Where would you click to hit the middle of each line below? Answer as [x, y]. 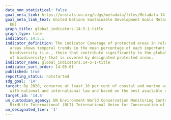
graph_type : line [24, 34]
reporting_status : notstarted [37, 77]
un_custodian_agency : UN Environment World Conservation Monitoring [79, 100]
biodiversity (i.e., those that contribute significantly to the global [89, 53]
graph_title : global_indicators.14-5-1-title [54, 29]
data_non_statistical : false [36, 10]
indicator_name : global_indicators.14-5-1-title [58, 62]
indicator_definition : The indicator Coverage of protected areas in [81, 43]
